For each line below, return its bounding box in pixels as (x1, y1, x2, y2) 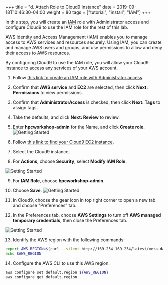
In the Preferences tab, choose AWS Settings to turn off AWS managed (12, 212, 161, 218)
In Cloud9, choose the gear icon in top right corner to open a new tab (12, 197, 156, 203)
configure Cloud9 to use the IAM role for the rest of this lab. (5, 24, 129, 30)
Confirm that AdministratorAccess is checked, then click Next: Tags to (12, 99, 161, 105)
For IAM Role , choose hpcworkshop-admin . (12, 178, 105, 184)
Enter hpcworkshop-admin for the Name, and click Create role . (12, 124, 145, 130)
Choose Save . (12, 187, 42, 193)
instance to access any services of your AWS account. (5, 65, 118, 71)
